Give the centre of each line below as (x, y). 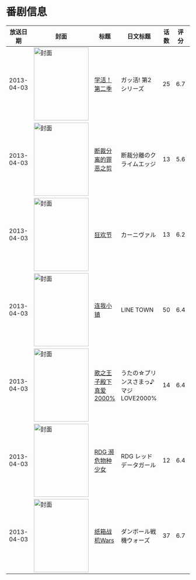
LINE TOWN (137, 309)
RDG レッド (137, 456)
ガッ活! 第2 (136, 80)
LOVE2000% (139, 398)
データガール (139, 465)
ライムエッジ (139, 164)
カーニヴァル (139, 234)
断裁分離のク (139, 155)
